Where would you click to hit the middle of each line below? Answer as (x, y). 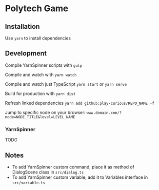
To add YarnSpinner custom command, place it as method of (73, 167)
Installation (22, 27)
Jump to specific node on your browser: (45, 112)
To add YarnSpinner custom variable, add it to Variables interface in (80, 177)
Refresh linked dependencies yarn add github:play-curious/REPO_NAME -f (80, 103)
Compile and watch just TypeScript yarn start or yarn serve (66, 84)
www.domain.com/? (104, 113)
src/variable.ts (29, 183)
